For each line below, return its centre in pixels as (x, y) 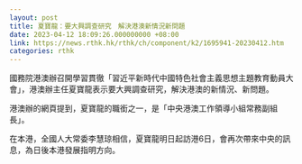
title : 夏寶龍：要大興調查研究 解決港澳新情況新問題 (97, 26)
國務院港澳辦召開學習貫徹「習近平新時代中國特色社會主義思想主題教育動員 (147, 78)
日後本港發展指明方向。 (76, 150)
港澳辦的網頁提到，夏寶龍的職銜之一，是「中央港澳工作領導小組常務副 (140, 108)
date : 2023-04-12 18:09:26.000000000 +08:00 (94, 34)
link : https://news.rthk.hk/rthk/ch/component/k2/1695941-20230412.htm (146, 43)
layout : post (34, 18)
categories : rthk (42, 51)
